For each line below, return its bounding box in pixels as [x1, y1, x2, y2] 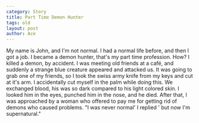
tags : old [6, 20, 31, 26]
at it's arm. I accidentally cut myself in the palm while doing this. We [6, 78, 173, 86]
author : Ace [6, 31, 36, 37]
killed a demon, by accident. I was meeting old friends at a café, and [6, 60, 174, 67]
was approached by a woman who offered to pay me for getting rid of [6, 97, 178, 105]
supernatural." [6, 111, 41, 118]
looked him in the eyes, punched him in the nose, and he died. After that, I [6, 92, 188, 99]
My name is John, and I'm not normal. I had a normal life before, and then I [6, 47, 189, 54]
